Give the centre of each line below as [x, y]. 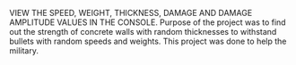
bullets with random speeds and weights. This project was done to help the [148, 41]
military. [24, 51]
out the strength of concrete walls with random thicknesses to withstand [143, 32]
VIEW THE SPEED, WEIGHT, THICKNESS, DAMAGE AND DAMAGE [131, 13]
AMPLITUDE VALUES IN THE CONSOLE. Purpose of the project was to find [148, 22]
